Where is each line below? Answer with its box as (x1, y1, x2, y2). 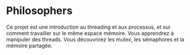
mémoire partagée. (6, 42, 53, 49)
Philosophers (6, 4, 73, 18)
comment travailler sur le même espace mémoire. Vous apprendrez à (6, 29, 174, 36)
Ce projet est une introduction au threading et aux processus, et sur (6, 23, 171, 30)
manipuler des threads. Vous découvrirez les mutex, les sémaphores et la (6, 36, 185, 43)
